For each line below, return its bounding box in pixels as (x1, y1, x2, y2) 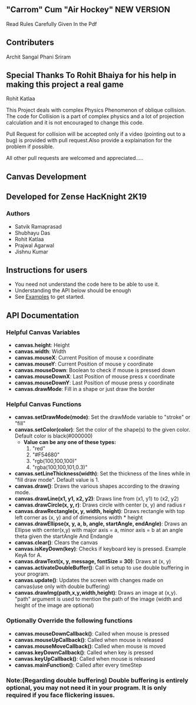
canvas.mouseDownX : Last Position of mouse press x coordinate (14, 373, 175, 380)
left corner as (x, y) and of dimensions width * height (14, 514, 143, 521)
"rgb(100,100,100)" (32, 458, 77, 465)
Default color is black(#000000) (14, 432, 93, 439)
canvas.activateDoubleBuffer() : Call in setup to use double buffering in (14, 564, 190, 572)
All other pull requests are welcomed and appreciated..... (6, 155, 144, 162)
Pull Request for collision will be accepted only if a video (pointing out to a (6, 130, 185, 138)
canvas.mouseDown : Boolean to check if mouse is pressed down (14, 367, 175, 374)
